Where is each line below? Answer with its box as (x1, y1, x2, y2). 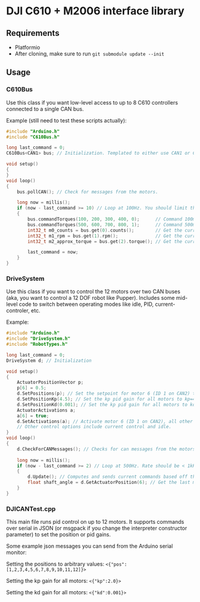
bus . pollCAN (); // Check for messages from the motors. (17, 189, 159, 195)
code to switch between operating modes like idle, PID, (18, 300, 154, 308)
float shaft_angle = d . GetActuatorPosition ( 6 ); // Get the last (27, 480, 190, 486)
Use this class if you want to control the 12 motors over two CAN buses (6, 288, 180, 295)
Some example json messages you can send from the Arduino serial (6, 542, 173, 550)
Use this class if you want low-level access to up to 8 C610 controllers (6, 99, 179, 106)
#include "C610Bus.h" (6, 134, 60, 140)
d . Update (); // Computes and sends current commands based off (27, 474, 187, 480)
